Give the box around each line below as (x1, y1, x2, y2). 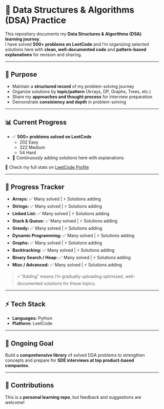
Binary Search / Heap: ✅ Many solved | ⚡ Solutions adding (12, 255, 131, 261)
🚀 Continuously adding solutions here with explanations (12, 155, 124, 161)
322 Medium (19, 144, 45, 150)
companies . (5, 363, 30, 368)
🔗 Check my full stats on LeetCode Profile (5, 164, 89, 170)
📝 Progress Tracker (5, 183, 65, 191)
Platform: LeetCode (12, 321, 53, 327)
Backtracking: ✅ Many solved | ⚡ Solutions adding (12, 247, 115, 253)
